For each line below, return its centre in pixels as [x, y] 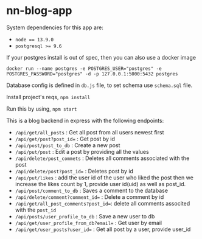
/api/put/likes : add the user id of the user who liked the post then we [104, 178]
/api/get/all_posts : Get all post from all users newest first [89, 132]
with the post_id [36, 210]
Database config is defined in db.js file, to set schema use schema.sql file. [99, 85]
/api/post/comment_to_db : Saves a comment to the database [92, 190]
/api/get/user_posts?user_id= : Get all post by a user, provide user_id [103, 229]
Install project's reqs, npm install [48, 97]
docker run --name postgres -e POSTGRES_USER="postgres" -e [84, 68]
